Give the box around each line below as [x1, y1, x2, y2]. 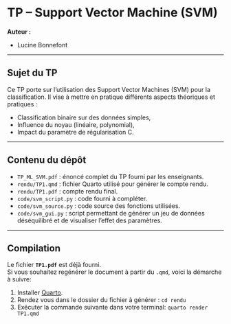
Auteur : [7, 27, 31, 36]
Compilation [7, 242, 60, 254]
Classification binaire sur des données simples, [16, 113, 151, 121]
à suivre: [7, 275, 32, 283]
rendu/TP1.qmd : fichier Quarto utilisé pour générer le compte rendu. [16, 180, 208, 188]
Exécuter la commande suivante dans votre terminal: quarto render [16, 303, 208, 312]
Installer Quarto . [16, 288, 63, 297]
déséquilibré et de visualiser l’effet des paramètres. [16, 216, 163, 224]
